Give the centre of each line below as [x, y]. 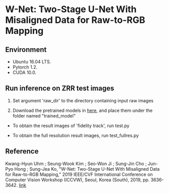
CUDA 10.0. [25, 72]
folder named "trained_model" [44, 115]
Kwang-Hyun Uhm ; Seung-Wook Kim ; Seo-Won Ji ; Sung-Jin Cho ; [76, 164]
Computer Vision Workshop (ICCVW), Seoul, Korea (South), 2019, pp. [77, 180]
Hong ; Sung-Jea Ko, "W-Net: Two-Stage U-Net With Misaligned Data [87, 169]
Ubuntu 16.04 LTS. [32, 62]
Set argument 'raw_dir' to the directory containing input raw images [83, 100]
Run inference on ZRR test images [60, 88]
